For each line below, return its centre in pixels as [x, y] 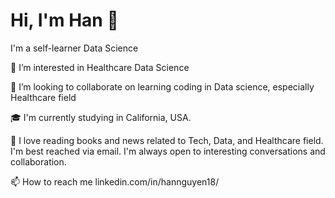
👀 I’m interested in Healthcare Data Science [100, 67]
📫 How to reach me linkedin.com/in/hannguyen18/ [115, 181]
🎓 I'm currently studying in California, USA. [101, 117]
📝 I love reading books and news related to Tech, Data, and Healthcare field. [167, 140]
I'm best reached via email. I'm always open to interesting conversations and [168, 151]
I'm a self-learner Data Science [74, 48]
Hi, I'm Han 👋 [64, 20]
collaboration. [38, 161]
